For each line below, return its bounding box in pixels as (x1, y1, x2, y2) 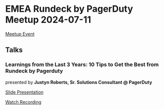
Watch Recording (5, 99, 42, 105)
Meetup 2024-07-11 (5, 14, 92, 26)
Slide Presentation (5, 89, 44, 95)
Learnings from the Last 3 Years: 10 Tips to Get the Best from (5, 61, 159, 68)
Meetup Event (5, 31, 35, 37)
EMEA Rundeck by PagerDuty (5, 3, 133, 15)
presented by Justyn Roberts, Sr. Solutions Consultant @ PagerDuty (5, 79, 152, 85)
